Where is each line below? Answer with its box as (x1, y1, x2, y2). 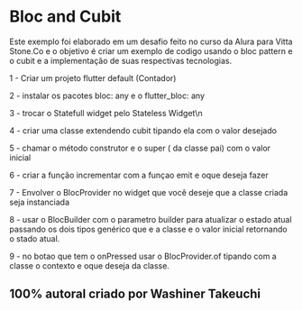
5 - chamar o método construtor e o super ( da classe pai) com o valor (9, 142, 271, 153)
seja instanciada (9, 196, 70, 207)
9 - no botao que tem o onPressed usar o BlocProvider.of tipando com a (9, 251, 277, 261)
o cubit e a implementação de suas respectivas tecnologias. (9, 55, 233, 66)
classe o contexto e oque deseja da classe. (9, 260, 169, 271)
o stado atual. (9, 232, 60, 244)
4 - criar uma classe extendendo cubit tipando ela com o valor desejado (9, 124, 278, 136)
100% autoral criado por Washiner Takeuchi (9, 287, 261, 302)
